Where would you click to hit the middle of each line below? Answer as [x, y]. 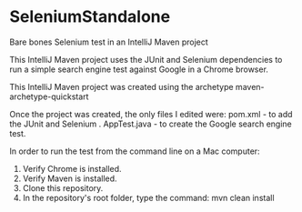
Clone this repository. [63, 187]
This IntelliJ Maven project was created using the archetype [121, 86]
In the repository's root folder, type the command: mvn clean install [148, 197]
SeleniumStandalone [90, 17]
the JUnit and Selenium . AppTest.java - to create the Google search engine [151, 124]
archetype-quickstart [49, 96]
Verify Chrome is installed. [72, 168]
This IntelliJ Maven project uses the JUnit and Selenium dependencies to [146, 59]
